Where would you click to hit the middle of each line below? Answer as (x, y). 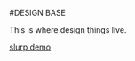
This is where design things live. (68, 30)
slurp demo (30, 47)
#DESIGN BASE (38, 13)
